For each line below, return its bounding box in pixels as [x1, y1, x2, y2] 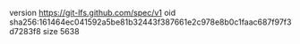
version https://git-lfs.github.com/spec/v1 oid [9, 8, 176, 18]
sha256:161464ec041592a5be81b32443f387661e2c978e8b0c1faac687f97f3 [9, 17, 292, 27]
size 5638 [43, 26, 80, 36]
